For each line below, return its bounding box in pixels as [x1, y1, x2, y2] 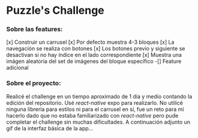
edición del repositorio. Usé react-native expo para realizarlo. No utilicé [6, 99, 183, 106]
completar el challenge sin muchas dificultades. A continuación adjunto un [6, 118, 191, 125]
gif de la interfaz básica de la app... [6, 124, 94, 132]
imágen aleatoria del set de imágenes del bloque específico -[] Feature [6, 58, 182, 65]
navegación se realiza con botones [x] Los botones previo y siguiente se [6, 45, 185, 52]
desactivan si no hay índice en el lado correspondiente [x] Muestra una [6, 52, 182, 59]
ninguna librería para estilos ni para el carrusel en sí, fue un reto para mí [6, 106, 184, 113]
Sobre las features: [6, 25, 63, 34]
